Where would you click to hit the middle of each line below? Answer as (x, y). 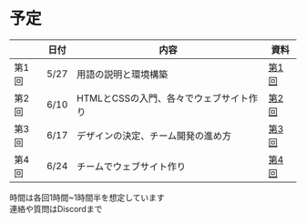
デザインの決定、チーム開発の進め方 (154, 136)
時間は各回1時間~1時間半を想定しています (87, 198)
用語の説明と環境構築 (122, 74)
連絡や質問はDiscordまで (56, 208)
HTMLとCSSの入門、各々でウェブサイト (163, 98)
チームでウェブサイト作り (132, 167)
